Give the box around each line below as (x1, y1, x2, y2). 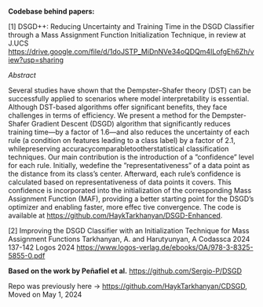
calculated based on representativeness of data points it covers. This (8, 177, 232, 187)
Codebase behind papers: (8, 7, 95, 16)
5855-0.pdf (8, 251, 46, 260)
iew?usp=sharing (8, 55, 64, 64)
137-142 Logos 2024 (8, 243, 75, 252)
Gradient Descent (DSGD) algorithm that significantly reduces (31, 119, 231, 128)
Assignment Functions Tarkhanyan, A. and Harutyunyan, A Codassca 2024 (8, 235, 250, 243)
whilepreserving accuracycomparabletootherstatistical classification (8, 144, 229, 153)
